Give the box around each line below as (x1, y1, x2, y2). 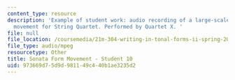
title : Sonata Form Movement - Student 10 (7, 56, 133, 63)
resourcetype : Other (7, 49, 68, 56)
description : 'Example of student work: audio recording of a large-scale (7, 17, 230, 24)
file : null (7, 29, 39, 37)
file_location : (7, 36, 52, 43)
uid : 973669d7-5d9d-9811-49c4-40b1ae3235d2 (7, 62, 136, 69)
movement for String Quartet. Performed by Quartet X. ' (13, 23, 183, 30)
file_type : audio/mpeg (7, 42, 73, 49)
